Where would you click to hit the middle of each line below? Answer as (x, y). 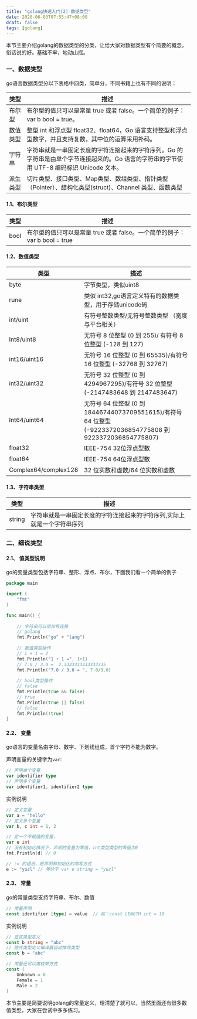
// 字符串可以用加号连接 (43, 626)
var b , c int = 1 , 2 (31, 826)
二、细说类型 (24, 543)
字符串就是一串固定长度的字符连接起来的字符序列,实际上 (108, 515)
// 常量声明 (19, 908)
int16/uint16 (26, 359)
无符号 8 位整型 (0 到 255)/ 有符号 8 (134, 335)
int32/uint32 (26, 383)
